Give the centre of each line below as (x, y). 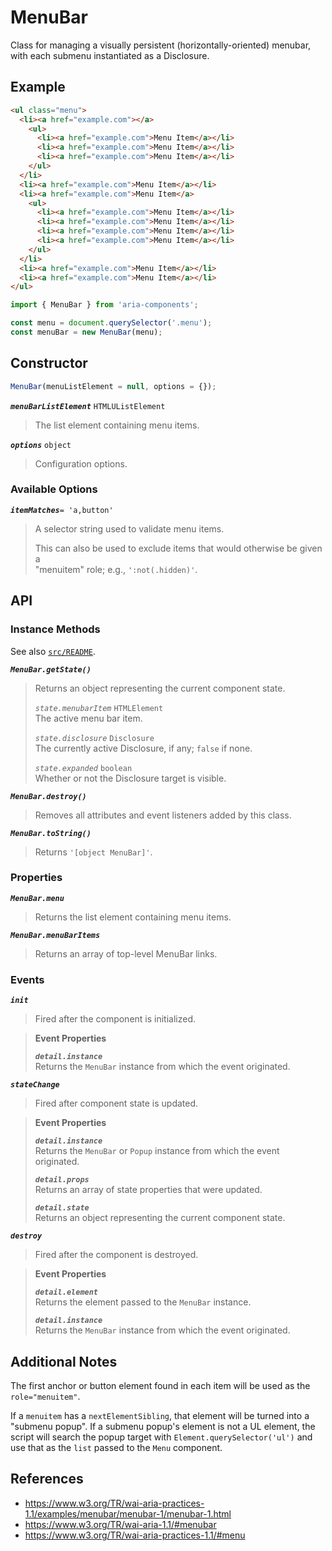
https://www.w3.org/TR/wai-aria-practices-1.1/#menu (135, 1535)
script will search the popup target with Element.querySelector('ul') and (161, 1437)
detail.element (66, 1292)
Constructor (49, 363)
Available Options (54, 489)
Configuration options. (81, 463)
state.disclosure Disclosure (94, 738)
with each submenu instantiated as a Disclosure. (110, 55)
